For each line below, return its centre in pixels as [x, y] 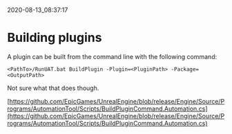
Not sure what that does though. [53, 88]
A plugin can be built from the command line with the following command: [112, 56]
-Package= [185, 69]
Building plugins [55, 38]
